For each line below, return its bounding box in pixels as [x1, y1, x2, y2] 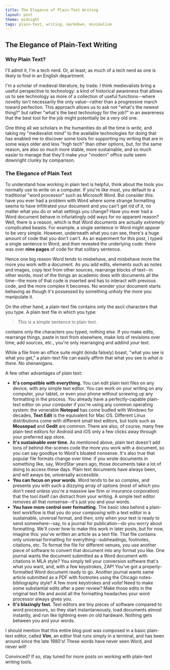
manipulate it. [5, 294, 34, 300]
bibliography [12, 580, 39, 586]
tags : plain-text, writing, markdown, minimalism [5, 21, 112, 27]
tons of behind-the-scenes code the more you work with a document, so [12, 445, 164, 451]
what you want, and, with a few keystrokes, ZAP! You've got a [12, 564, 142, 570]
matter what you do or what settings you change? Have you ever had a [5, 208, 153, 215]
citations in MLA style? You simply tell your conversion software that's [12, 558, 159, 564]
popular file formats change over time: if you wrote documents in [12, 455, 148, 462]
